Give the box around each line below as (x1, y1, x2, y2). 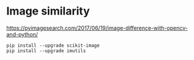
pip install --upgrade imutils (6, 47, 86, 54)
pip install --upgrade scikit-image (6, 42, 100, 48)
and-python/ (6, 30, 39, 38)
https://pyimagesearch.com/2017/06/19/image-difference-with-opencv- (6, 24, 188, 32)
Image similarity (6, 4, 90, 18)
